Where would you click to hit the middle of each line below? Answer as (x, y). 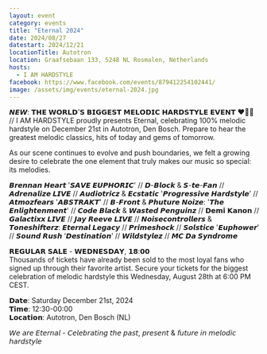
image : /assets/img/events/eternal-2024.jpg (84, 89)
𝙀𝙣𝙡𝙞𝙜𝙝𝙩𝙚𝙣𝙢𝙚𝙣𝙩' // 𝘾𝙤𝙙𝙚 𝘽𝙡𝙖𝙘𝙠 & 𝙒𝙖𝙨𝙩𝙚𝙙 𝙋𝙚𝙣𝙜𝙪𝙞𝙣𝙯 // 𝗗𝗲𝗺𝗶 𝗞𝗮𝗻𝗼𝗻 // (134, 211)
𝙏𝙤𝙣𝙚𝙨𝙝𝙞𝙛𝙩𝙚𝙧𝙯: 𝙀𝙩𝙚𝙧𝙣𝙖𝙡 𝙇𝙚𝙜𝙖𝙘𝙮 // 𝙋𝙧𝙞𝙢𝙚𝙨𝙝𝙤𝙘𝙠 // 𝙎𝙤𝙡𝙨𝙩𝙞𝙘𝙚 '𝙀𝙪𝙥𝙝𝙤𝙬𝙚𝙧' (134, 228)
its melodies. (30, 170)
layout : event (33, 16)
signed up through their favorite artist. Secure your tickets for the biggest (129, 268)
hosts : (20, 68)
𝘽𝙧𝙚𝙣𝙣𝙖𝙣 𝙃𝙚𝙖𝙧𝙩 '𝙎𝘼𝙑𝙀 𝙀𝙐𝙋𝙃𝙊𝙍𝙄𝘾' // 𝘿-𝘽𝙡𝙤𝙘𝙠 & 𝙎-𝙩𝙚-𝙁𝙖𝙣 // (117, 185)
